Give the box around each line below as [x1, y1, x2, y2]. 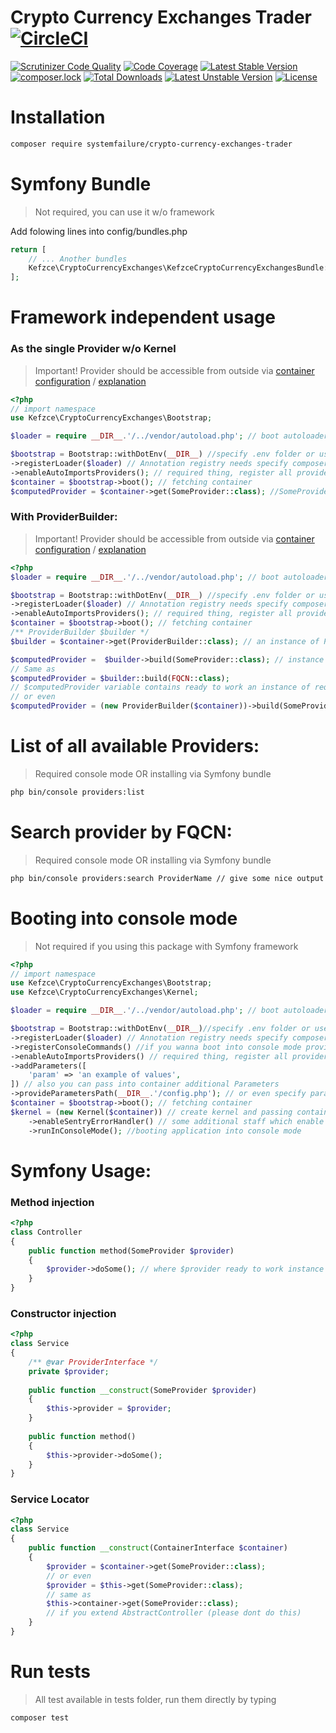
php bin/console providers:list [10, 787, 145, 798]
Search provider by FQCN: [10, 821, 233, 844]
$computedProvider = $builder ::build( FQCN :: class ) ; [10, 673, 230, 683]
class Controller [10, 1227, 83, 1237]
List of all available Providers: [10, 735, 260, 758]
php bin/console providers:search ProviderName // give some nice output [10, 873, 325, 883]
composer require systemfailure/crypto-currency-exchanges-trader [10, 139, 293, 149]
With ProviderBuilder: [10, 510, 118, 524]
